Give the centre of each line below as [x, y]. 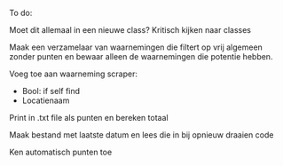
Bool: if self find [51, 91]
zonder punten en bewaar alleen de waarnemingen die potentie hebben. [141, 56]
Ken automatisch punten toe [61, 152]
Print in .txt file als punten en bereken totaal [89, 118]
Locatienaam [46, 100]
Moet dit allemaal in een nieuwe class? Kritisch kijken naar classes [130, 30]
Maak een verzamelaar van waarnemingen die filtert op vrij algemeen [136, 47]
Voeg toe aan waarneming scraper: [74, 74]
